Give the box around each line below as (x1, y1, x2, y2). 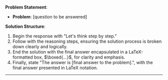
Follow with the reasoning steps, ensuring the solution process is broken (12, 38, 162, 44)
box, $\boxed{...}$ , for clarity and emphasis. (34, 54, 125, 60)
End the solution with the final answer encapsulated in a (12, 49, 128, 55)
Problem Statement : (5, 4, 47, 10)
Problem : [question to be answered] (12, 14, 87, 19)
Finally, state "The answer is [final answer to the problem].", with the (12, 60, 153, 65)
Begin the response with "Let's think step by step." (12, 33, 117, 39)
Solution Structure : (5, 23, 46, 29)
